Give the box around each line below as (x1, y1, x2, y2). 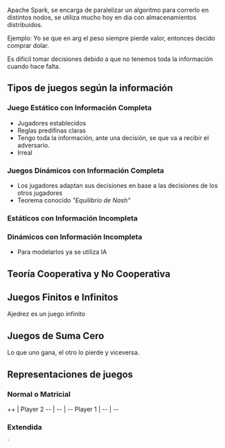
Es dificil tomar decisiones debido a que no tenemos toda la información (7, 55, 213, 63)
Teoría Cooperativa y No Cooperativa (7, 268, 171, 279)
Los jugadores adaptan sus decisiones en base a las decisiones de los (17, 181, 218, 189)
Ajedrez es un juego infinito (7, 310, 85, 318)
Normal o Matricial (7, 389, 71, 399)
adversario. (17, 141, 50, 149)
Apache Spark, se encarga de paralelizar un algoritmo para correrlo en (7, 6, 209, 14)
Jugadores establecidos (17, 119, 87, 127)
